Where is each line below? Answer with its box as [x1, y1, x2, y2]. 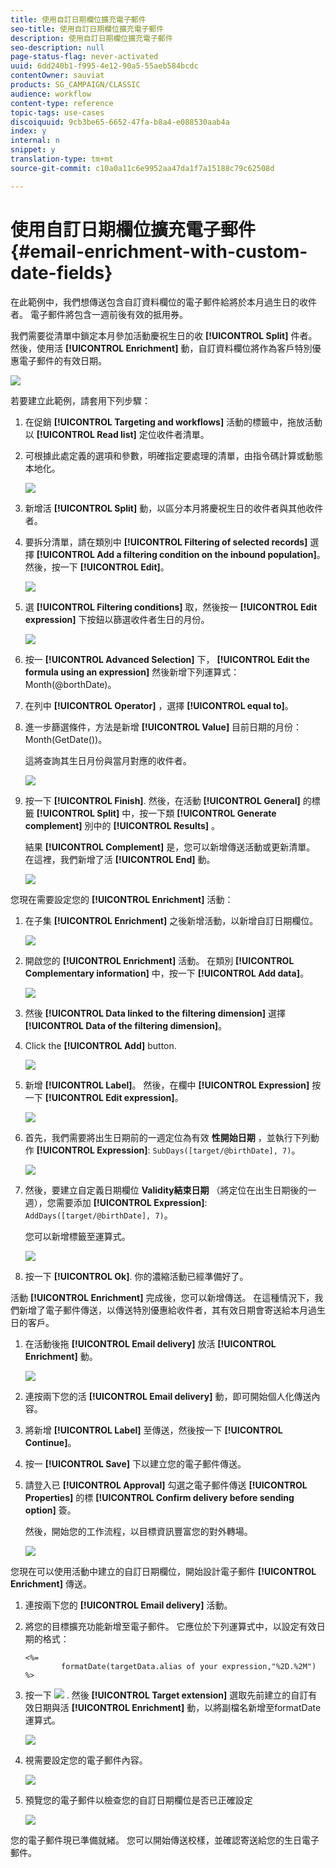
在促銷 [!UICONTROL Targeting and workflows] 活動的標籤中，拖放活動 [24, 416, 323, 428]
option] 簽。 [24, 1504, 77, 1516]
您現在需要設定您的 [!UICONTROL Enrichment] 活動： [10, 893, 234, 905]
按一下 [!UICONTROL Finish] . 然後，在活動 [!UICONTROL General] [24, 794, 301, 806]
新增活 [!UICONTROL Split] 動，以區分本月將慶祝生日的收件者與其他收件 [24, 502, 324, 514]
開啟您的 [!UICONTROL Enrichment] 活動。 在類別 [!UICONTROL [24, 954, 295, 966]
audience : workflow [10, 89, 92, 99]
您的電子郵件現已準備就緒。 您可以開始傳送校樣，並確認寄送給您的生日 [10, 1834, 302, 1846]
